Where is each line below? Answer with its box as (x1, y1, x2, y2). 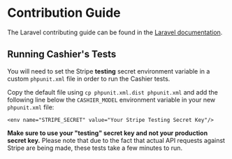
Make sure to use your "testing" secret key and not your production (7, 128, 208, 137)
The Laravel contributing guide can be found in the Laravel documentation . (7, 28, 223, 36)
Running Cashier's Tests (7, 48, 117, 60)
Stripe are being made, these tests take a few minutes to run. (7, 144, 183, 152)
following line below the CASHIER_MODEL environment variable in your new (7, 95, 216, 104)
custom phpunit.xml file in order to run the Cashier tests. (7, 74, 171, 83)
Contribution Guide (7, 5, 121, 21)
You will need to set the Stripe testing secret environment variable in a (7, 67, 210, 75)
